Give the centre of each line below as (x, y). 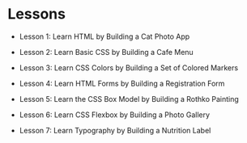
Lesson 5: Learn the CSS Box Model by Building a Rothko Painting (129, 99)
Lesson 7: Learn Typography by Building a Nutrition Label (115, 130)
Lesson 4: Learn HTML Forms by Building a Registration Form (122, 83)
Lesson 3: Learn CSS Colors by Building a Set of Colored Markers (129, 67)
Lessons (37, 14)
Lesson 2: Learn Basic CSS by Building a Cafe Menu (106, 52)
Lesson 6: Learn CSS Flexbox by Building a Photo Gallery (115, 115)
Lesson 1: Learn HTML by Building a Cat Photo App (104, 36)
